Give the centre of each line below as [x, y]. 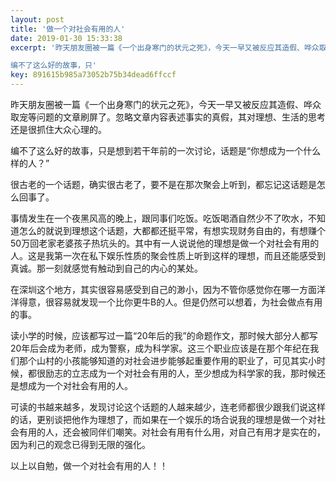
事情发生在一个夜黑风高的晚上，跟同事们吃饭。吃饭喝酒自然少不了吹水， [159, 218]
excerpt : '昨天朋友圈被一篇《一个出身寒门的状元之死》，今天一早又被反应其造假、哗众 [165, 47]
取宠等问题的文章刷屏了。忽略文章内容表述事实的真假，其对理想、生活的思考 [168, 117]
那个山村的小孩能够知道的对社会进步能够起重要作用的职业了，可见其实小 [167, 360]
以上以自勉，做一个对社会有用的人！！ [89, 465]
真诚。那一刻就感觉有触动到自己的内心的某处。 [106, 268]
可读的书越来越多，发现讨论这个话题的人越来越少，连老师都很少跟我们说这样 [168, 407]
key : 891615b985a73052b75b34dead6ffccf [93, 75]
